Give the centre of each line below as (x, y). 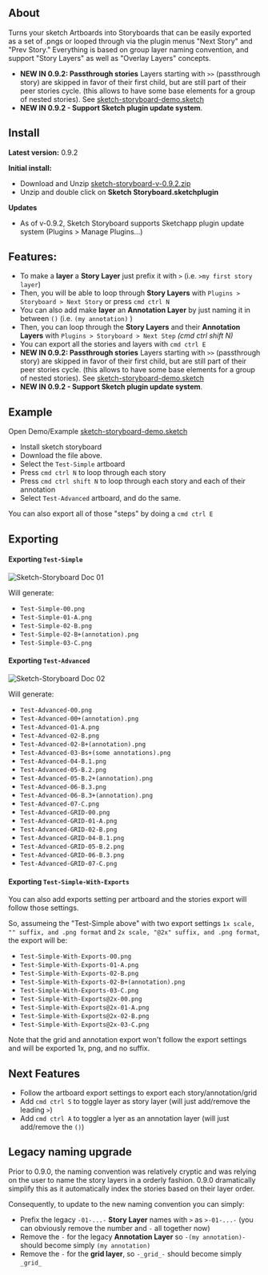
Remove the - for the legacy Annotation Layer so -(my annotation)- (133, 1236)
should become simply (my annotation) (85, 1245)
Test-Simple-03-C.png (56, 643)
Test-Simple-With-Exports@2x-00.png (81, 999)
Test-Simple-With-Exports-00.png (76, 957)
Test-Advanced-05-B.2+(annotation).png (86, 779)
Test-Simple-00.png (52, 609)
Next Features (44, 1073)
